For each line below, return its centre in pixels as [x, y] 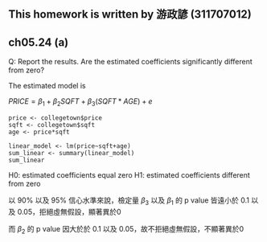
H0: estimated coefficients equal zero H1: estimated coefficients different [129, 175]
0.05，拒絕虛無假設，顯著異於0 [70, 211]
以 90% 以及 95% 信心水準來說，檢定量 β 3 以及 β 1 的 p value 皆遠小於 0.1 [129, 201]
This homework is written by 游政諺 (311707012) [130, 14]
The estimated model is [47, 86]
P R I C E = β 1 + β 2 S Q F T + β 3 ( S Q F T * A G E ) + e [80, 102]
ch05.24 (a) [39, 42]
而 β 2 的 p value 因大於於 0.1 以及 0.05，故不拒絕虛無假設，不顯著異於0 [126, 230]
